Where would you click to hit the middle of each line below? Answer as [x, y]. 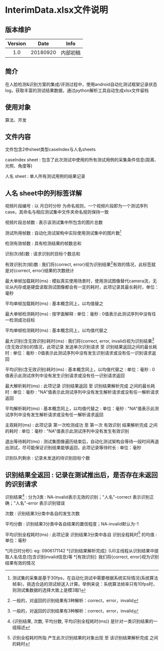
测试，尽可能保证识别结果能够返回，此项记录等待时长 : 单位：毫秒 [75, 448]
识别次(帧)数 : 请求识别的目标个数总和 [43, 253]
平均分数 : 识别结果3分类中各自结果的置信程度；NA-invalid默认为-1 [72, 524]
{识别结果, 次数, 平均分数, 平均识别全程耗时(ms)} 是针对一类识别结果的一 [85, 621]
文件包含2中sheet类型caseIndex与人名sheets [51, 149]
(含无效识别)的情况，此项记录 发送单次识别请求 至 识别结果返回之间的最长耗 [81, 347]
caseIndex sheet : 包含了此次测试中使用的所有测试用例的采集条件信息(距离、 [82, 160]
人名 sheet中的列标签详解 [43, 193]
